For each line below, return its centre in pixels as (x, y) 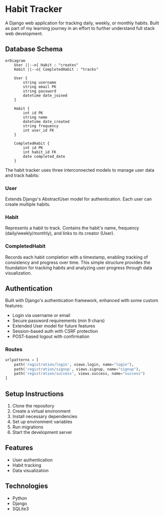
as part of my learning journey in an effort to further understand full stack (80, 28)
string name (35, 117)
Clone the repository (33, 406)
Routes (14, 349)
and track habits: (22, 175)
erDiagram (15, 61)
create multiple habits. (28, 205)
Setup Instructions (34, 394)
